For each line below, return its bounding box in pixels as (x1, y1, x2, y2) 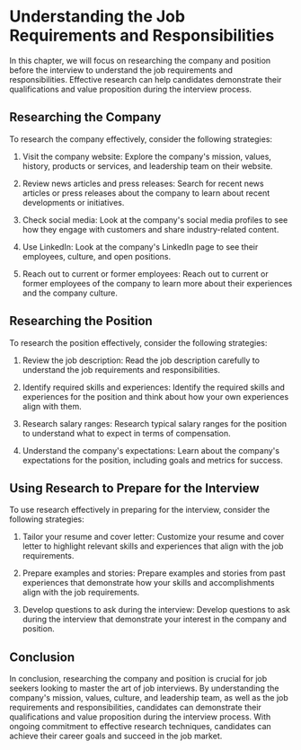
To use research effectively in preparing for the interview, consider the (9, 505, 270, 516)
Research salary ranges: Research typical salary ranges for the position (22, 418, 288, 428)
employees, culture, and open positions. (22, 251, 172, 261)
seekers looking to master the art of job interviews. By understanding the (9, 683, 279, 693)
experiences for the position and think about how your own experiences (22, 391, 289, 401)
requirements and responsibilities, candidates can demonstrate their (9, 702, 262, 713)
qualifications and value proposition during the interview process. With (9, 711, 271, 722)
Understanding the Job (9, 6, 186, 27)
